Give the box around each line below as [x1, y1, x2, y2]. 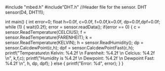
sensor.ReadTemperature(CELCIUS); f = [5, 29, 86, 35]
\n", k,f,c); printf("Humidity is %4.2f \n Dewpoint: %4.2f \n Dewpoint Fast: [5, 55, 155, 61]
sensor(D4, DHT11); [5, 9, 44, 15]
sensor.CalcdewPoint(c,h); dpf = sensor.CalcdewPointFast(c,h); [5, 45, 134, 50]
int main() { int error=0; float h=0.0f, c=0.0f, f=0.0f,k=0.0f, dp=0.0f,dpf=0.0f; [5, 19, 161, 24]
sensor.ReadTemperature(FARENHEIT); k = [5, 34, 92, 40]
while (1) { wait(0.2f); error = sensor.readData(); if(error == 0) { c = [5, 24, 141, 30]
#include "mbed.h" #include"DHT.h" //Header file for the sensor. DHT [5, 4, 147, 10]
